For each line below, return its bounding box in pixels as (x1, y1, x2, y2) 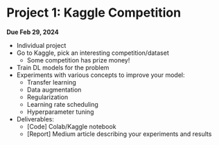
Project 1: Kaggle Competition (6, 5, 182, 21)
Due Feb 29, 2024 (6, 28, 60, 36)
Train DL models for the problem (16, 63, 109, 71)
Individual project (16, 41, 67, 49)
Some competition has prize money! (26, 56, 130, 64)
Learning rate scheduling (26, 100, 98, 108)
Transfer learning (26, 78, 77, 86)
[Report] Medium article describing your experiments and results (26, 130, 212, 138)
